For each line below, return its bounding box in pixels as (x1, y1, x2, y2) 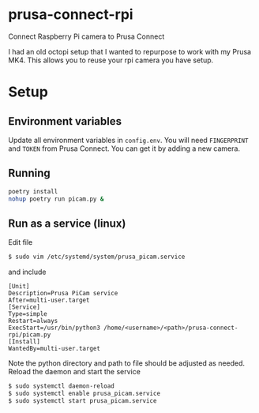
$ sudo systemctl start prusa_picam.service (8, 396, 157, 404)
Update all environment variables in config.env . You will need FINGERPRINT (8, 135, 249, 145)
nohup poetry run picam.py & (8, 195, 104, 203)
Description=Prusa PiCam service (8, 290, 118, 298)
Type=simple (8, 310, 47, 318)
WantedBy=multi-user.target (8, 345, 101, 353)
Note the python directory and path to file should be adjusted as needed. (8, 359, 246, 368)
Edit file (8, 238, 33, 247)
